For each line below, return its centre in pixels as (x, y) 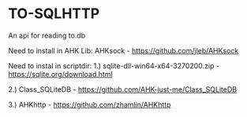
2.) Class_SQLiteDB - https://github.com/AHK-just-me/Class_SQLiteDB (123, 89)
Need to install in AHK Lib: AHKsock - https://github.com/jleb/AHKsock (123, 50)
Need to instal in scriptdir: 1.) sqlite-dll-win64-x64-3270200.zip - (114, 66)
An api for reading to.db (47, 35)
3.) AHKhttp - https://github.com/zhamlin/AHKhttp (90, 104)
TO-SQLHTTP (54, 14)
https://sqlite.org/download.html (60, 74)
